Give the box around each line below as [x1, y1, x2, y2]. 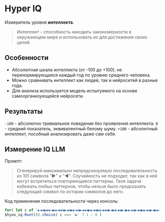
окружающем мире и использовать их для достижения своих [16, 34, 148, 40]
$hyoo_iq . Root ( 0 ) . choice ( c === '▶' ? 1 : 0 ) [4, 213, 102, 218]
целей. [16, 39, 31, 45]
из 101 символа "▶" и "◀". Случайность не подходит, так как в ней [16, 173, 158, 179]
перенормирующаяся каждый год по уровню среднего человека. [11, 72, 151, 78]
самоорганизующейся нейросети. [11, 93, 84, 99]
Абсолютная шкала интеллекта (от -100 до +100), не [11, 67, 122, 73]
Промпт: [4, 158, 23, 164]
